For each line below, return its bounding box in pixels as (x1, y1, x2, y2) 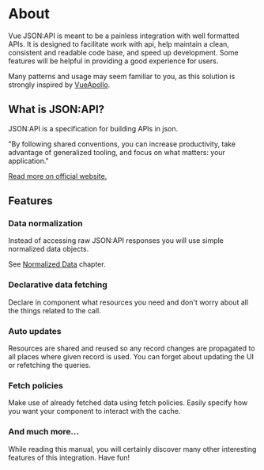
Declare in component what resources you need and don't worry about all (8, 298, 249, 307)
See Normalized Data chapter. (8, 260, 106, 269)
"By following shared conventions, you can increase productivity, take (8, 139, 236, 149)
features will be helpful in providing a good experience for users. (8, 56, 219, 66)
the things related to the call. (8, 305, 101, 315)
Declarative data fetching (8, 279, 108, 290)
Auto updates (8, 325, 62, 336)
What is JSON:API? (8, 103, 105, 116)
